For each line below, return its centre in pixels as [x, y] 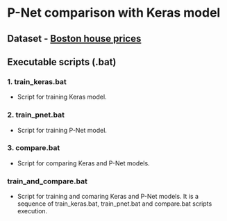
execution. [32, 211]
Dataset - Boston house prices [74, 39]
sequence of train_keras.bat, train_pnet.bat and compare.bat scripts [115, 204]
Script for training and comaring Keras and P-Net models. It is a [108, 197]
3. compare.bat [34, 148]
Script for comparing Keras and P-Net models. [84, 163]
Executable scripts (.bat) [62, 62]
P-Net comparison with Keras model [114, 13]
